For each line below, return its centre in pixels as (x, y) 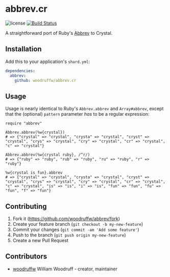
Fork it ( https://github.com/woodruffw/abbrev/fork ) (66, 219)
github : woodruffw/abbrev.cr (45, 80)
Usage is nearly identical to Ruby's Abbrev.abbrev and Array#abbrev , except (84, 109)
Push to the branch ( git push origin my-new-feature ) (69, 235)
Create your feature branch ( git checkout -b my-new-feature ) (78, 224)
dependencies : (20, 71)
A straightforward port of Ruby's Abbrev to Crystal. (59, 33)
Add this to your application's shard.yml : (48, 61)
